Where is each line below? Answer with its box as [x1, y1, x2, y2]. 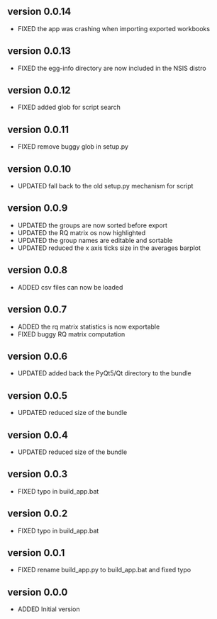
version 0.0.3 [7, 468, 68, 480]
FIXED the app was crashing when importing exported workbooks [17, 24, 211, 33]
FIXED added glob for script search [17, 103, 121, 112]
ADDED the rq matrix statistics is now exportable [17, 322, 160, 331]
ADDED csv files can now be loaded [17, 283, 123, 291]
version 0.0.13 [7, 45, 71, 57]
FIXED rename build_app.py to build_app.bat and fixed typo [17, 566, 191, 574]
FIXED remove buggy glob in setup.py [17, 142, 129, 151]
